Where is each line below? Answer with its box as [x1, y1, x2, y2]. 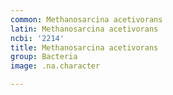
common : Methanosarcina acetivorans [10, 14, 163, 25]
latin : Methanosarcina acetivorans [10, 24, 159, 34]
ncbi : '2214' [10, 33, 65, 43]
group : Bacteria [10, 52, 78, 62]
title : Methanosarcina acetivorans [10, 42, 159, 53]
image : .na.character [10, 61, 101, 71]
